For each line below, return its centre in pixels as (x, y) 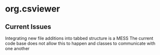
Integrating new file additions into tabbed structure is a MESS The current (79, 38)
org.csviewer (33, 9)
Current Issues (28, 27)
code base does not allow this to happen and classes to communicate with (80, 43)
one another (17, 48)
